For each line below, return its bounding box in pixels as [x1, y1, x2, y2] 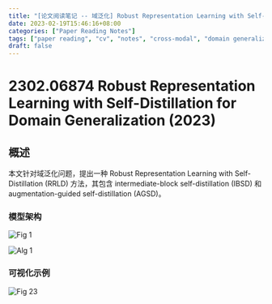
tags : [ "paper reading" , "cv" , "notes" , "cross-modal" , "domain [8, 34, 230, 43]
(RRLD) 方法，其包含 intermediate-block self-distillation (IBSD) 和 [45, 179, 262, 189]
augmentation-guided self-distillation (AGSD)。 [8, 189, 166, 199]
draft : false [8, 42, 53, 50]
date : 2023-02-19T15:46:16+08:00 [8, 19, 121, 28]
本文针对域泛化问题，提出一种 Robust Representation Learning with [8, 169, 233, 178]
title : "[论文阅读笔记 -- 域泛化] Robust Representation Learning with [8, 11, 244, 20]
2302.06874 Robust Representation [8, 77, 256, 96]
